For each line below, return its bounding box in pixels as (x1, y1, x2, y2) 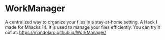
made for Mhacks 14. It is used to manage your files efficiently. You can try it (5, 24, 160, 30)
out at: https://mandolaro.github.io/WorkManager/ (5, 29, 106, 35)
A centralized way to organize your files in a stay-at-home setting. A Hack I (5, 19, 158, 25)
